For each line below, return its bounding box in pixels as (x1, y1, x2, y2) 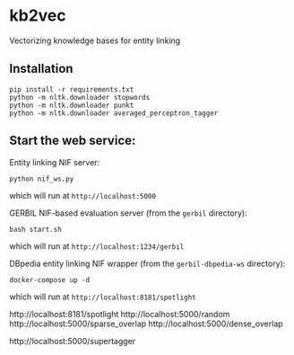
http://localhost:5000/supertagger (9, 335, 136, 346)
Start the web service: (9, 133, 136, 148)
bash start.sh (9, 225, 63, 234)
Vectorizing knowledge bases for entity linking (9, 35, 181, 46)
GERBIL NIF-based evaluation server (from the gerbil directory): (9, 208, 248, 218)
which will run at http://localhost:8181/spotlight (9, 291, 196, 302)
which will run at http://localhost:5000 (9, 190, 157, 200)
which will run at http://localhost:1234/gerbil (9, 240, 185, 252)
